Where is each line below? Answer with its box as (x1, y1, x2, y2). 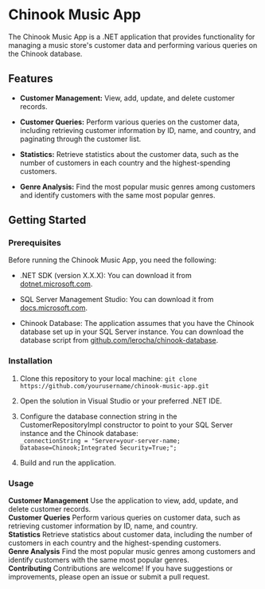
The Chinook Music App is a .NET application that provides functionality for (8, 32, 255, 41)
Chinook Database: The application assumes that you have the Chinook (19, 319, 255, 328)
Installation (8, 355, 53, 367)
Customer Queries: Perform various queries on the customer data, (19, 117, 240, 127)
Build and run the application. (19, 457, 117, 467)
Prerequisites (8, 238, 61, 249)
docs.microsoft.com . (19, 303, 88, 312)
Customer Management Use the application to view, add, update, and (8, 496, 239, 505)
